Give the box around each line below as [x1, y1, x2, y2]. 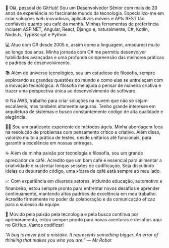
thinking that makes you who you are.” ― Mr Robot [5, 237, 112, 243]
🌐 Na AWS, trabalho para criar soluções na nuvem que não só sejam [5, 97, 148, 104]
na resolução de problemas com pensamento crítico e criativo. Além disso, [5, 129, 160, 135]
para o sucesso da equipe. [5, 202, 61, 207]
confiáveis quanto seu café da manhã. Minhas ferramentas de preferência [5, 21, 159, 27]
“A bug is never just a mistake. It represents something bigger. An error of [5, 232, 158, 237]
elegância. [5, 114, 27, 120]
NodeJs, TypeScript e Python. [5, 32, 68, 37]
